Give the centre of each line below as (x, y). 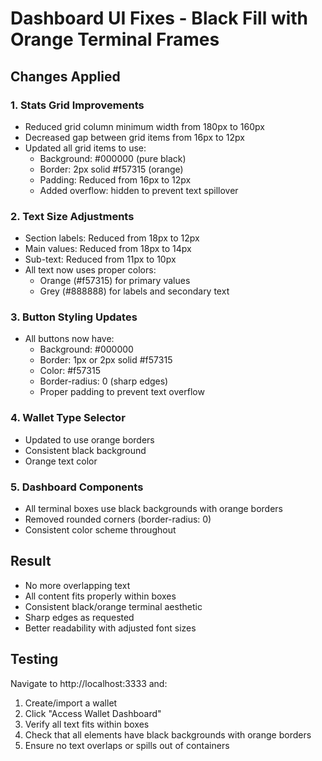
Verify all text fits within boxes (87, 724)
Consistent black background (85, 450)
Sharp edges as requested (79, 617)
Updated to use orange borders (89, 439)
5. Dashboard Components (77, 487)
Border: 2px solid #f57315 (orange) (111, 169)
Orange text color (61, 461)
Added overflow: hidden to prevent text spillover (139, 190)
